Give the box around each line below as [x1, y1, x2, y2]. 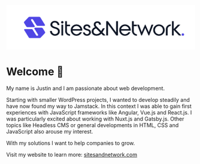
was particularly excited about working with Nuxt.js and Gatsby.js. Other [6, 115, 184, 122]
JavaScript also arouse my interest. [6, 128, 93, 135]
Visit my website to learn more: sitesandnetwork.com [6, 151, 138, 158]
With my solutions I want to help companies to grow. [6, 139, 135, 147]
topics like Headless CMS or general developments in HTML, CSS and [6, 121, 179, 129]
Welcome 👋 [6, 64, 64, 78]
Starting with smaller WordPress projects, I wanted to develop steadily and [6, 96, 190, 103]
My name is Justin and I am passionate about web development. [6, 85, 165, 92]
